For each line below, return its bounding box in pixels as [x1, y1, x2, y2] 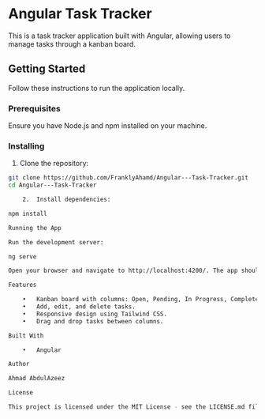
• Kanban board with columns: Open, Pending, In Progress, [22, 296, 227, 304]
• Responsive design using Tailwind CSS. [22, 310, 168, 318]
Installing [8, 140, 45, 151]
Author [8, 360, 30, 368]
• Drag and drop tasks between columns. [22, 317, 164, 325]
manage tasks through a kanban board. [8, 39, 136, 48]
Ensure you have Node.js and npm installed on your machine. [8, 121, 207, 130]
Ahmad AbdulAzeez [8, 375, 65, 383]
